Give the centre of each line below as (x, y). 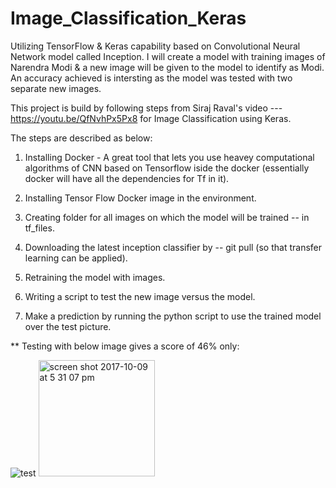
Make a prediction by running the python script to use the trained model (173, 316)
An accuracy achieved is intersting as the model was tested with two (151, 78)
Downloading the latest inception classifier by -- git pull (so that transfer (173, 247)
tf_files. (39, 228)
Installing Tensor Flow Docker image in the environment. (140, 198)
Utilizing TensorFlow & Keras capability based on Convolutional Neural (155, 46)
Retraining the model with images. (95, 277)
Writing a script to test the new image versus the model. (140, 296)
